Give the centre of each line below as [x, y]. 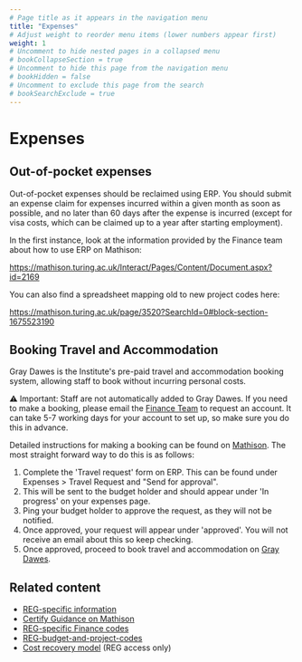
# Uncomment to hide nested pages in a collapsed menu [115, 52]
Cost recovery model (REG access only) [97, 648]
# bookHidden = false [50, 77]
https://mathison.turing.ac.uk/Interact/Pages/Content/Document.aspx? [141, 267]
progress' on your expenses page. [86, 501]
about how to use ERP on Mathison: [75, 249]
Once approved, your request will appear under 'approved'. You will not [155, 530]
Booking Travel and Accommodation [114, 350]
